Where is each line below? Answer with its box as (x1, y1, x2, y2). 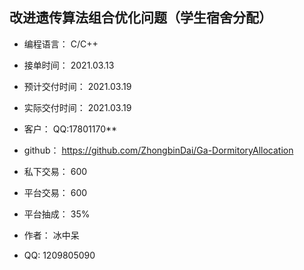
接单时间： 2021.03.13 (23, 59, 115, 71)
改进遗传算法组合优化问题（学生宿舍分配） (9, 9, 272, 27)
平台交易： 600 (23, 186, 88, 198)
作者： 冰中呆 (23, 229, 80, 241)
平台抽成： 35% (23, 208, 91, 220)
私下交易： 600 (23, 165, 88, 177)
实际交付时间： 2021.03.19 (23, 101, 132, 113)
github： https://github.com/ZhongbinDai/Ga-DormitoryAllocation (23, 144, 294, 156)
